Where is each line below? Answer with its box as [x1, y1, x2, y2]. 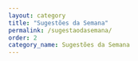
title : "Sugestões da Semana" [8, 19, 109, 27]
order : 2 [8, 33, 37, 42]
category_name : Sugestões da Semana [8, 41, 130, 49]
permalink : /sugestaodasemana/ [8, 26, 112, 34]
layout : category [8, 11, 66, 20]
